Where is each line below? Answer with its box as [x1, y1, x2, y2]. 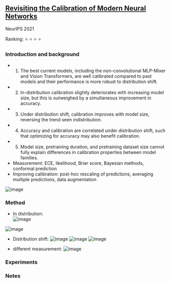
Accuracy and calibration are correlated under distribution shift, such [20, 127, 166, 134]
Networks [5, 12, 37, 21]
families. [20, 155, 38, 161]
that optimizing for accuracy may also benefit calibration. [20, 133, 140, 139]
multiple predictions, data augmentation [12, 177, 97, 183]
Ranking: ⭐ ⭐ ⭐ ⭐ [5, 36, 42, 42]
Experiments [5, 258, 38, 266]
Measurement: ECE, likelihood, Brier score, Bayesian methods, [12, 160, 144, 166]
